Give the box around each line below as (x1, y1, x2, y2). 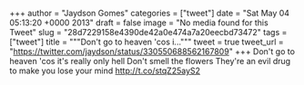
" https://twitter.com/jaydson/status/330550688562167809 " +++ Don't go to (9, 46, 296, 57)
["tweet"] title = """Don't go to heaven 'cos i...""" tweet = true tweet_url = (9, 36, 284, 47)
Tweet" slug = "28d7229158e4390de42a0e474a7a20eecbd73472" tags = (9, 27, 288, 37)
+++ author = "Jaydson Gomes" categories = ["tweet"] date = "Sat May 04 (9, 8, 289, 18)
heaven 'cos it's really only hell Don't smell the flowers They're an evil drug (9, 56, 291, 66)
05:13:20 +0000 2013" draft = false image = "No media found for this (9, 17, 269, 28)
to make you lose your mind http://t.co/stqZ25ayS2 (9, 65, 201, 76)
